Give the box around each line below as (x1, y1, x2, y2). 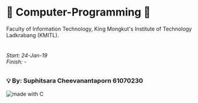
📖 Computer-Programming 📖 (6, 5, 151, 19)
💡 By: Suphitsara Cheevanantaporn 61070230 (6, 77, 143, 85)
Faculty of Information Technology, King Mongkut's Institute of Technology (6, 25, 193, 32)
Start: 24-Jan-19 (6, 51, 48, 59)
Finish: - (6, 58, 27, 65)
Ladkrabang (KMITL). (6, 31, 59, 38)
